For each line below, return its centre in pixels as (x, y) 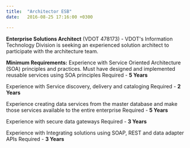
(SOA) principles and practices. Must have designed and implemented (91, 68)
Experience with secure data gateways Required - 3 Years (77, 121)
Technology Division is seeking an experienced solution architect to (88, 45)
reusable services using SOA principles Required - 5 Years (77, 75)
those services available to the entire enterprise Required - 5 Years (87, 110)
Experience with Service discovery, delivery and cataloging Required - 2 (94, 86)
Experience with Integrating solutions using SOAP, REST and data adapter (95, 133)
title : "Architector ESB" (39, 11)
